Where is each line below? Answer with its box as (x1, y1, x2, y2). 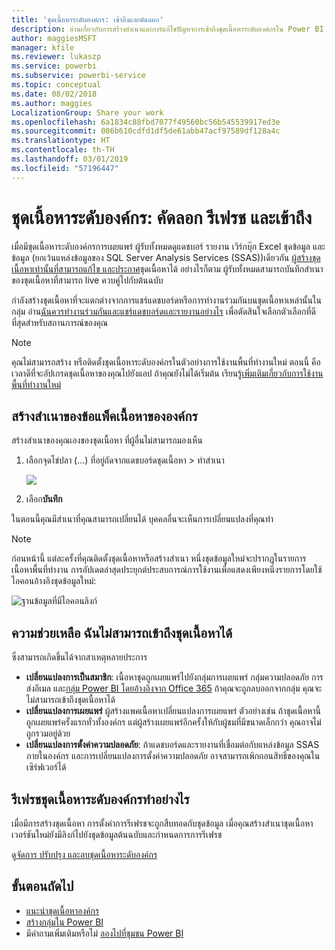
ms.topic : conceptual (11, 80, 102, 90)
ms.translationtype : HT (11, 136, 111, 146)
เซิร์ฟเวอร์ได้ (25, 761, 67, 773)
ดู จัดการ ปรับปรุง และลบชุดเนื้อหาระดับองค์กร (11, 849, 158, 860)
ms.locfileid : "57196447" (11, 163, 119, 173)
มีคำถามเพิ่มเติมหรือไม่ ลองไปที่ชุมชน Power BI (25, 927, 184, 939)
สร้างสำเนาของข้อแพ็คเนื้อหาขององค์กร (11, 407, 198, 425)
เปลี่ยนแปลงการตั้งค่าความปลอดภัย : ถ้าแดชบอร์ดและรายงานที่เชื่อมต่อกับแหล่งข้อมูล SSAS (25, 739, 320, 751)
